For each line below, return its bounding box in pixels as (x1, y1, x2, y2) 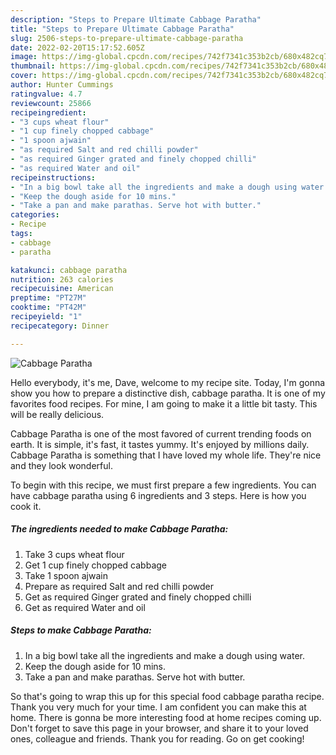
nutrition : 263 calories (10, 274, 114, 285)
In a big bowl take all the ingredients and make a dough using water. (24, 649, 305, 661)
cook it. (10, 500, 42, 512)
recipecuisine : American (10, 284, 114, 294)
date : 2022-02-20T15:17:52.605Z (10, 42, 145, 53)
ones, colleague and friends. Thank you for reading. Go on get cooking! (10, 732, 305, 745)
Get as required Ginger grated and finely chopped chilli (24, 591, 252, 603)
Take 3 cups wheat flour (24, 548, 125, 560)
